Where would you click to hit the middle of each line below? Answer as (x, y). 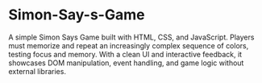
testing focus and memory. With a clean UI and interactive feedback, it (125, 54)
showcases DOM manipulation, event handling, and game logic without (126, 63)
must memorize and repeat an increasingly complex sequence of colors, (129, 45)
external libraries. (37, 71)
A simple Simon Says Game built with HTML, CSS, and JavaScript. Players (131, 37)
